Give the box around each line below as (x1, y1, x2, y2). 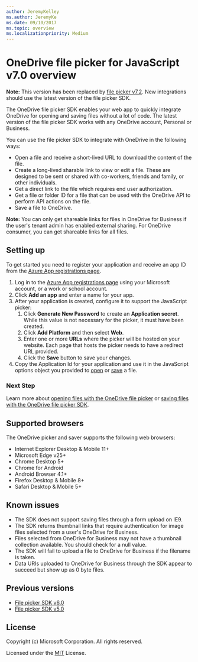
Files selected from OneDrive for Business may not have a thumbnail (14, 534, 182, 541)
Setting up (6, 245, 46, 255)
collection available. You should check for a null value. (14, 541, 147, 548)
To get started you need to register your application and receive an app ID (6, 261, 186, 268)
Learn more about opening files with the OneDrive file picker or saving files (6, 395, 189, 402)
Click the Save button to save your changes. (23, 354, 132, 361)
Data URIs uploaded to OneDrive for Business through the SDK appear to (14, 560, 192, 567)
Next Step (6, 381, 35, 390)
